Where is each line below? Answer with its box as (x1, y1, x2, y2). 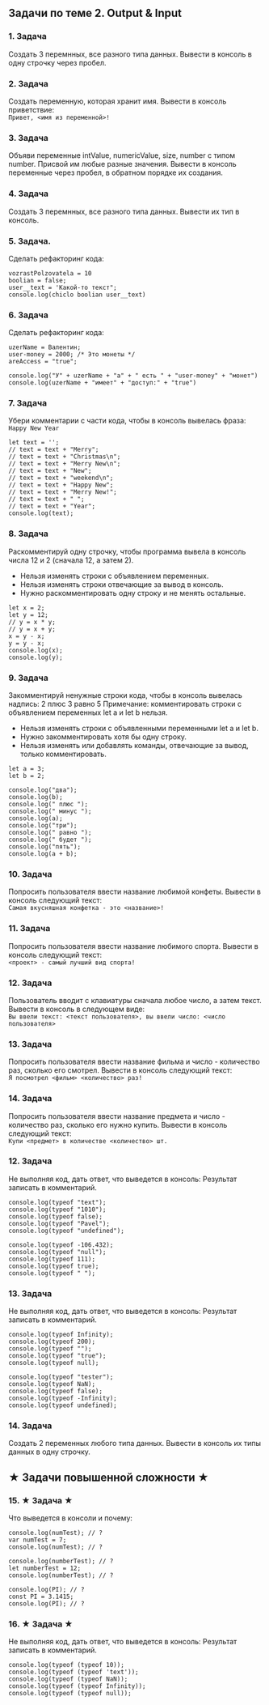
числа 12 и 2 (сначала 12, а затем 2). (8, 555, 134, 565)
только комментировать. (19, 749, 107, 759)
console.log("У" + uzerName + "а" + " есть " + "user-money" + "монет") (8, 372, 258, 380)
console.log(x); (8, 646, 63, 654)
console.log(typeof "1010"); (8, 1205, 107, 1214)
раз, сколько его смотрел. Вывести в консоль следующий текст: (8, 1065, 233, 1075)
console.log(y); (8, 653, 63, 661)
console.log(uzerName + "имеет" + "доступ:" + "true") (8, 379, 197, 387)
